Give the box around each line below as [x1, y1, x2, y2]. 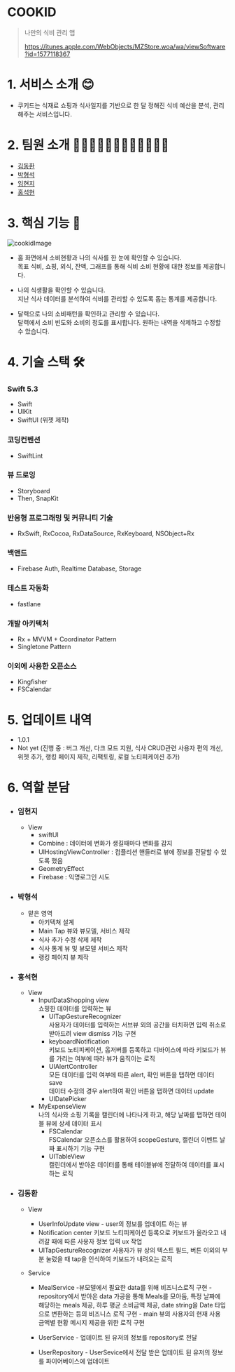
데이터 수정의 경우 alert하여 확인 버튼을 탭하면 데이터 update [48, 1087, 215, 1095]
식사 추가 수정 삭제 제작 [38, 935, 102, 944]
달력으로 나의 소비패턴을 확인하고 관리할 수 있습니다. [17, 309, 159, 318]
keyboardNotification [48, 1037, 110, 1046]
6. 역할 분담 [7, 780, 70, 796]
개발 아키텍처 [7, 618, 49, 628]
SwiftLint [17, 451, 43, 460]
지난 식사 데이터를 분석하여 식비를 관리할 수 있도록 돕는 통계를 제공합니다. [17, 294, 218, 302]
